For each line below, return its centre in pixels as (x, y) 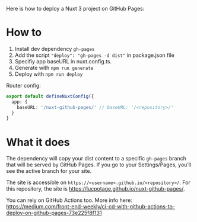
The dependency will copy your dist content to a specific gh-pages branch (96, 159)
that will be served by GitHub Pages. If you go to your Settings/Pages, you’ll (99, 165)
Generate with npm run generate (54, 67)
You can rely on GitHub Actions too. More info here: (69, 200)
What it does (38, 142)
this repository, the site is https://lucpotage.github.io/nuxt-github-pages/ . (96, 189)
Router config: (24, 85)
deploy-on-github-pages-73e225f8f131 (54, 213)
